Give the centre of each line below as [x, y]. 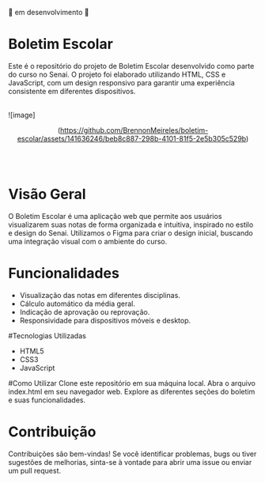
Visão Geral [47, 194]
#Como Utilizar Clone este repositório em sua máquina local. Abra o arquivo [132, 383]
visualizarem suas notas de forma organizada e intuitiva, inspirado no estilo [131, 225]
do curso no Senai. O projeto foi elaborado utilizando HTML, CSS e [117, 74]
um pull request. [35, 470]
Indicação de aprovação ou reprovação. [85, 311]
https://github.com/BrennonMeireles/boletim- [134, 130]
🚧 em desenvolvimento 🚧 [49, 12]
